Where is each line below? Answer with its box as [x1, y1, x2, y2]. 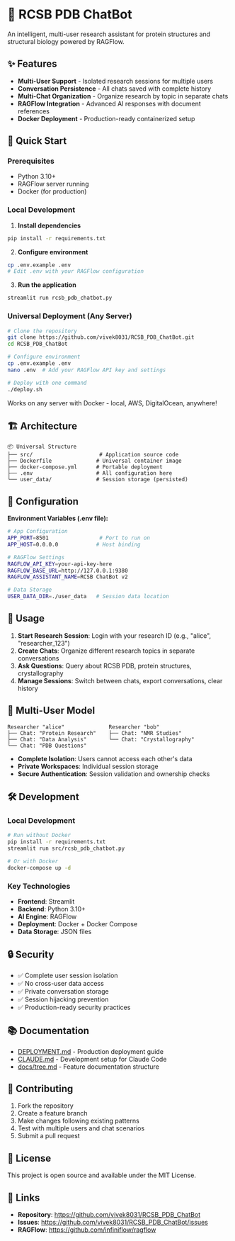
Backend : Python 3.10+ [17, 905, 86, 914]
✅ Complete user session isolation [17, 971, 118, 979]
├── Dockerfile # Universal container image [7, 457, 182, 465]
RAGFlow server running [17, 180, 89, 189]
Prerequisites [7, 156, 55, 166]
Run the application [17, 281, 76, 289]
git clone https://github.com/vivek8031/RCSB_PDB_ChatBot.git [7, 334, 195, 341]
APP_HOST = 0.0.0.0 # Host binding [7, 541, 141, 548]
